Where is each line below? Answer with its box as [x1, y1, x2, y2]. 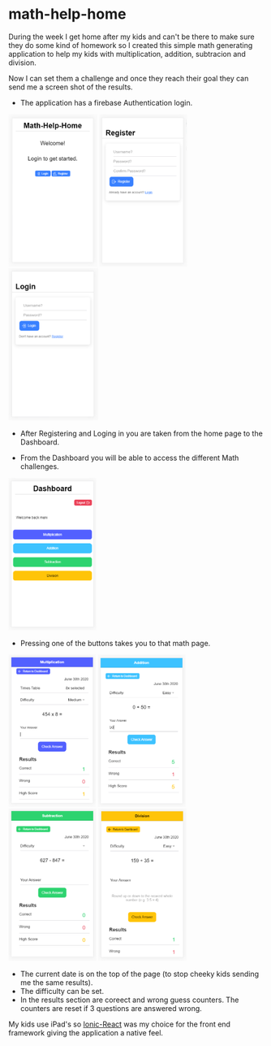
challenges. [19, 461, 59, 471]
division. [8, 58, 37, 67]
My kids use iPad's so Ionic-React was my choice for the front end [8, 1019, 231, 1029]
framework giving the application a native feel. [8, 1027, 164, 1037]
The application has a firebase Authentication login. [19, 98, 193, 107]
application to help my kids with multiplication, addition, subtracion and [8, 49, 246, 59]
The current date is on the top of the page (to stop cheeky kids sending [19, 969, 260, 979]
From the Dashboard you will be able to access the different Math [19, 453, 239, 462]
